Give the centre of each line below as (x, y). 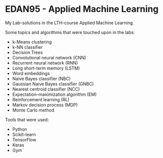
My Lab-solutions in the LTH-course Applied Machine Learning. (70, 23)
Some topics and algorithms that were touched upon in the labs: (70, 32)
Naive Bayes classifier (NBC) (41, 79)
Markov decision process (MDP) (45, 105)
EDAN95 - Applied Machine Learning (82, 9)
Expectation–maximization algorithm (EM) (54, 94)
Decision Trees (27, 52)
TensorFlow (24, 140)
